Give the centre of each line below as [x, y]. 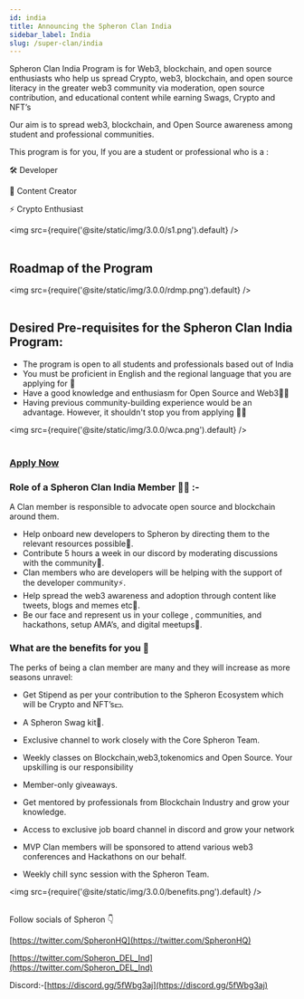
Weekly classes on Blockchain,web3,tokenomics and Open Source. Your [157, 758]
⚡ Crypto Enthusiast [47, 209]
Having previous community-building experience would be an [137, 402]
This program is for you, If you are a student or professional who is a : [139, 152]
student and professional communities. [82, 134]
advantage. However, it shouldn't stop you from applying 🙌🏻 [134, 412]
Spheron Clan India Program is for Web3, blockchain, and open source [141, 69]
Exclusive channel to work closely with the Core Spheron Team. [141, 740]
